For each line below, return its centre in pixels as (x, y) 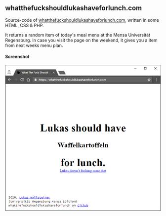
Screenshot (17, 57)
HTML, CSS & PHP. (24, 25)
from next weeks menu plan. (34, 45)
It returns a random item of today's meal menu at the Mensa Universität (78, 35)
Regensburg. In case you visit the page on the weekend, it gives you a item (81, 40)
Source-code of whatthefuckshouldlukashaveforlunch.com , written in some (82, 20)
